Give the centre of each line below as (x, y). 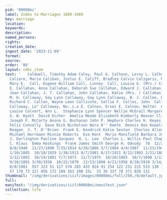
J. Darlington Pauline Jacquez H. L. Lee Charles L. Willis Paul (81, 139)
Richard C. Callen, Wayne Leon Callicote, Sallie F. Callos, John (80, 102)
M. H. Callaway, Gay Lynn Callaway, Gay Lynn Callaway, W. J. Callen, (84, 97)
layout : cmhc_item (24, 70)
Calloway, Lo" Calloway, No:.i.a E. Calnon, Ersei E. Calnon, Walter (83, 107)
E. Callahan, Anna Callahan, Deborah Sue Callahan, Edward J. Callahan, (86, 88)
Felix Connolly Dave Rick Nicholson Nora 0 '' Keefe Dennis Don (79, 125)
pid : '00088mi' (21, 10)
